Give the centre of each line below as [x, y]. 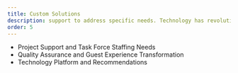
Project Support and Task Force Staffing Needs [86, 47]
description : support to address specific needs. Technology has [106, 21]
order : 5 [20, 27]
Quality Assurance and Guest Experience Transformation [101, 55]
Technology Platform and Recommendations [82, 62]
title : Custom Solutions [44, 14]
